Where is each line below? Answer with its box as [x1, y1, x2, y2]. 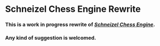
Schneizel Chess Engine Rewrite [5, 3, 141, 15]
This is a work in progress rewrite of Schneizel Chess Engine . [5, 21, 155, 28]
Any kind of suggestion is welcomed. [5, 35, 97, 42]
